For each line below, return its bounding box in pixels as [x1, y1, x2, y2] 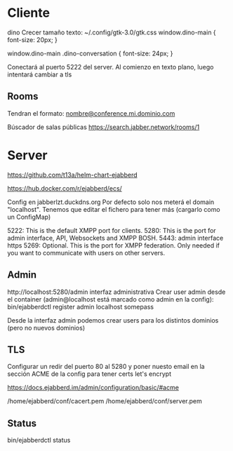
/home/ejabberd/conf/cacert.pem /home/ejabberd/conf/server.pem [7, 397, 202, 405]
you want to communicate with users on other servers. [7, 248, 166, 257]
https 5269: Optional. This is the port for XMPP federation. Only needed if [7, 241, 220, 250]
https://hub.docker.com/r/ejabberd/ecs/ [7, 184, 123, 192]
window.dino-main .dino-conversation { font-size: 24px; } [7, 49, 173, 58]
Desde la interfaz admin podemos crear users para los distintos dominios [7, 316, 219, 324]
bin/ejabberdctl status [7, 436, 71, 445]
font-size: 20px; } [7, 35, 58, 43]
